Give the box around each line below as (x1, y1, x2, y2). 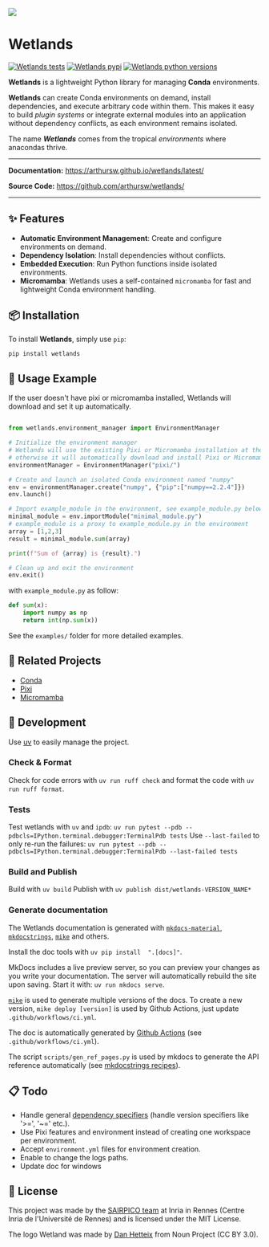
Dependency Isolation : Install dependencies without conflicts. (19, 250, 226, 260)
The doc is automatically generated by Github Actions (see (8, 1028, 203, 1037)
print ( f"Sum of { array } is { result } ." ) (8, 549, 142, 557)
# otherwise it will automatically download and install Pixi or (8, 454, 231, 462)
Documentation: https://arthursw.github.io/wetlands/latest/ (8, 165, 204, 175)
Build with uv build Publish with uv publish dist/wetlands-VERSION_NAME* (8, 884, 252, 894)
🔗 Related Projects (8, 654, 102, 668)
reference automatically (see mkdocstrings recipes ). (8, 1060, 181, 1070)
